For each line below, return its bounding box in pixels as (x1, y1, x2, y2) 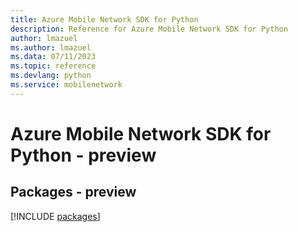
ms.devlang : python (10, 71, 92, 81)
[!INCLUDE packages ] (10, 210, 101, 222)
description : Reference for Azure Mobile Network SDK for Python (10, 24, 288, 34)
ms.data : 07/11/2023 (10, 52, 97, 62)
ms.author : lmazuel (10, 42, 92, 53)
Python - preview (10, 144, 157, 166)
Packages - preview (10, 184, 137, 201)
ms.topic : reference (10, 61, 97, 71)
